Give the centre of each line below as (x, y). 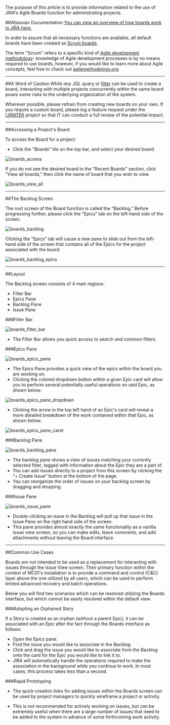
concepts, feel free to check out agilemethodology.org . (62, 69)
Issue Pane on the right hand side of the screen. (62, 522)
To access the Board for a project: (41, 139)
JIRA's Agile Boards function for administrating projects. (64, 13)
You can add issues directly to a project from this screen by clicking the (87, 470)
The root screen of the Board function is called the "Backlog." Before (77, 208)
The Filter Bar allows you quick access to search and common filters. (84, 339)
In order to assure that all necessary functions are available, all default (78, 38)
